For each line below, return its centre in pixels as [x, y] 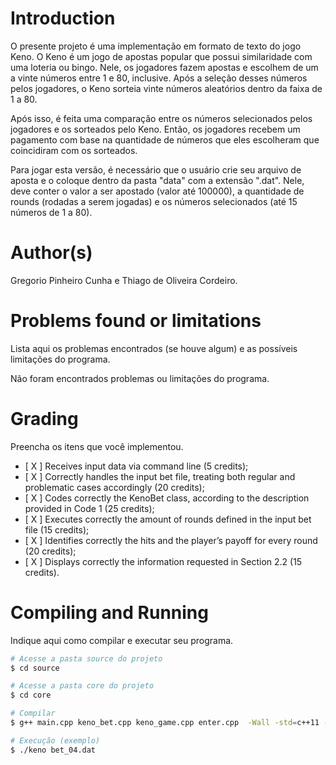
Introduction [63, 18]
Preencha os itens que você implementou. [97, 446]
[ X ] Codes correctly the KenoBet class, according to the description [167, 498]
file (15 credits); [57, 529]
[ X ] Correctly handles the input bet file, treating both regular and [160, 476]
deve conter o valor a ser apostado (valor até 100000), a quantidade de [157, 191]
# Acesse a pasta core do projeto [82, 686]
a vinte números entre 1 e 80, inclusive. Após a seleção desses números [159, 78]
